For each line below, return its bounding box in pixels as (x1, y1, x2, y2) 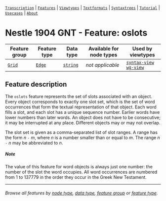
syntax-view (126, 59, 155, 65)
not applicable (85, 61, 120, 68)
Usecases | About (5, 10, 38, 16)
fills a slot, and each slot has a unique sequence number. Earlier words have (5, 109, 160, 115)
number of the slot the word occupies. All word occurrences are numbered (5, 169, 158, 175)
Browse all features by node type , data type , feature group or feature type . (5, 190, 158, 196)
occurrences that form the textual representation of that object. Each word (5, 104, 157, 110)
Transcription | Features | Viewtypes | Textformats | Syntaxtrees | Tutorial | (5, 5, 160, 10)
